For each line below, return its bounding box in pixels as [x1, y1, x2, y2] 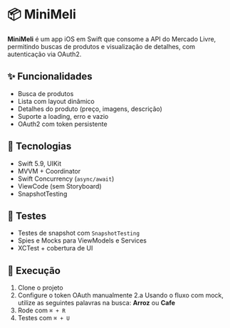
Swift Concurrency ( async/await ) [17, 174, 115, 183]
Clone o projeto [17, 283, 63, 292]
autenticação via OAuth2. [7, 50, 82, 58]
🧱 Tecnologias [7, 140, 72, 152]
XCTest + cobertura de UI [17, 244, 93, 253]
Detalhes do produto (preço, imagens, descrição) [17, 105, 162, 113]
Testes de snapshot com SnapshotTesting [17, 229, 140, 238]
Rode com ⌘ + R [17, 306, 66, 314]
